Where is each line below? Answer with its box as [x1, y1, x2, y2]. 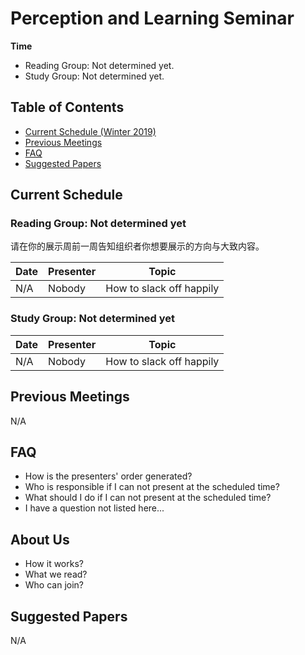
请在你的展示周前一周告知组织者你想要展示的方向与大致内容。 [10, 240, 265, 252]
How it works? [24, 558, 84, 570]
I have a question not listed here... [24, 502, 165, 514]
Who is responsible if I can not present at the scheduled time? [24, 481, 280, 493]
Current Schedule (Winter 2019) [24, 125, 157, 137]
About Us [10, 531, 70, 548]
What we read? [24, 568, 88, 581]
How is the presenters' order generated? [24, 470, 193, 482]
